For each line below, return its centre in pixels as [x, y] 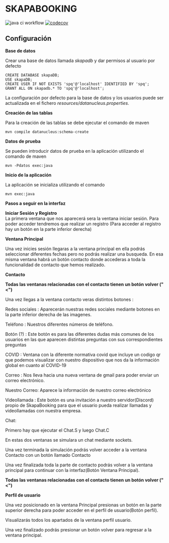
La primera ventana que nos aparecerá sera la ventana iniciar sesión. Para [82, 218]
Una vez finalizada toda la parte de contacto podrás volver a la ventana [79, 465]
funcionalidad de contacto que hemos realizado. [55, 265]
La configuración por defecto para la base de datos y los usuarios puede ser [84, 98]
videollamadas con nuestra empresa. [44, 410]
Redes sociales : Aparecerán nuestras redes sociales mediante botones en [82, 309]
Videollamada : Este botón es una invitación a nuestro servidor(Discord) [80, 400]
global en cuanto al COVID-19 [36, 365]
